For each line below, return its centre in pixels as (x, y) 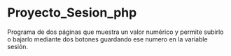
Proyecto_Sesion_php (72, 13)
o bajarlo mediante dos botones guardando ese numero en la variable (107, 39)
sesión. (18, 46)
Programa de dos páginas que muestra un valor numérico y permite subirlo (115, 32)
